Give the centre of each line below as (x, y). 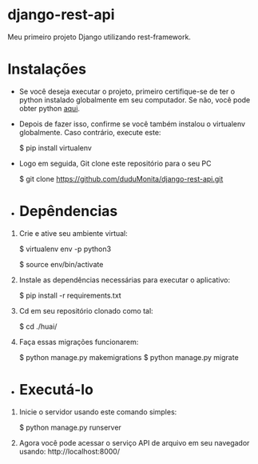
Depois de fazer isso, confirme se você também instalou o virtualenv (132, 124)
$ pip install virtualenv (56, 148)
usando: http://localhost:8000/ (69, 451)
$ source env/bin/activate (61, 264)
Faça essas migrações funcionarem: (79, 342)
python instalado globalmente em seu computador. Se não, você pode (135, 100)
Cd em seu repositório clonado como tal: (86, 310)
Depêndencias (68, 212)
